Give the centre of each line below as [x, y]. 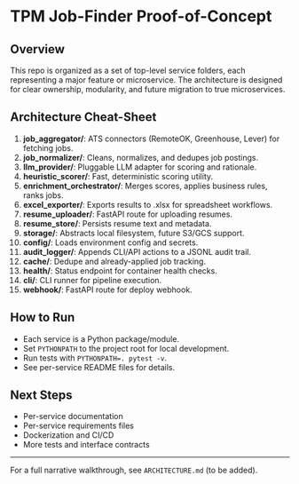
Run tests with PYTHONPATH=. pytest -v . [95, 358]
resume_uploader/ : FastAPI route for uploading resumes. [128, 214]
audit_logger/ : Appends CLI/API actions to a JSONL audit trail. [137, 251]
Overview [38, 49]
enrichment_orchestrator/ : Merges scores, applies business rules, [145, 186]
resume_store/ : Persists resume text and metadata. [117, 223]
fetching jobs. [48, 147]
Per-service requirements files [79, 426]
